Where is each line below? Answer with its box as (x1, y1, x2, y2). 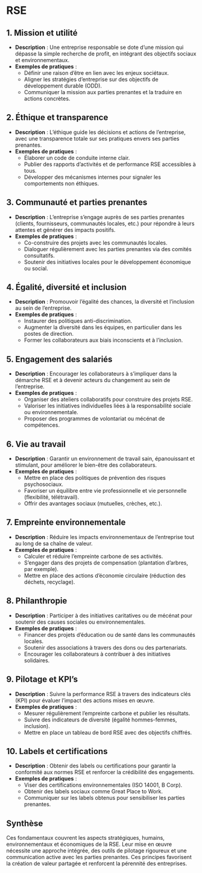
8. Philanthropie (6, 596, 68, 606)
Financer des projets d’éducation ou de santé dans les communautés (24, 631, 196, 638)
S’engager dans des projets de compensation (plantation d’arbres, (24, 559, 189, 566)
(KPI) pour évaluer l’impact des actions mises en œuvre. (14, 697, 155, 704)
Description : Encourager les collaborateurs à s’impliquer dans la (14, 370, 177, 377)
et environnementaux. (14, 57, 70, 63)
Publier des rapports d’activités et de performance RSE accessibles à (24, 161, 196, 168)
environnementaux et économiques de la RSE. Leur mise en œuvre (6, 840, 172, 848)
